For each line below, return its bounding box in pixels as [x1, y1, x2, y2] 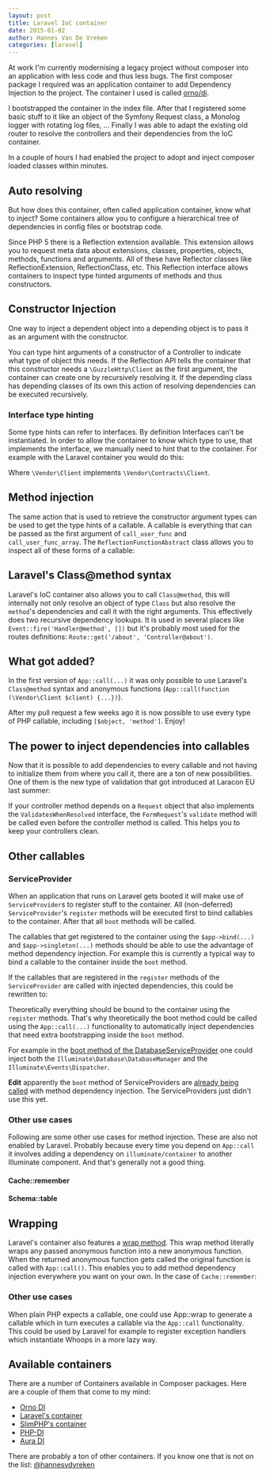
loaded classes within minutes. [8, 161, 109, 171]
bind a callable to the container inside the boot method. [8, 957, 188, 966]
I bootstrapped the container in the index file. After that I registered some [8, 104, 247, 113]
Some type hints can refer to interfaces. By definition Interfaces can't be [8, 428, 244, 437]
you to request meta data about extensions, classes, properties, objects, [8, 245, 244, 255]
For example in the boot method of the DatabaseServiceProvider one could [8, 1045, 253, 1055]
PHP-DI [19, 1428, 44, 1437]
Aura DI [19, 1437, 45, 1446]
